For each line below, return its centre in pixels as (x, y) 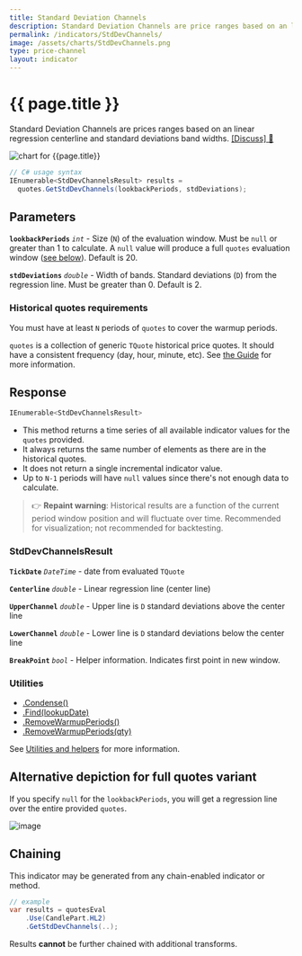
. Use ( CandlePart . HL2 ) (66, 918)
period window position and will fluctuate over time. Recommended (156, 519)
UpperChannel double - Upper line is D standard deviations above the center (147, 606)
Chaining (35, 854)
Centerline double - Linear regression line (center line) (110, 588)
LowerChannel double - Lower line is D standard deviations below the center (147, 633)
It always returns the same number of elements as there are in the (144, 450)
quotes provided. (53, 440)
